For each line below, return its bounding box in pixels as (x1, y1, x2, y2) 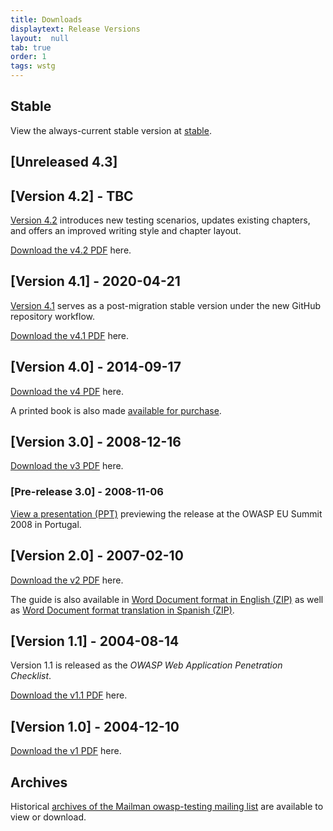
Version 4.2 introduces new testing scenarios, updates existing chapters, (10, 214, 311, 226)
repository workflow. (10, 310, 96, 322)
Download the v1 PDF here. (10, 745, 122, 757)
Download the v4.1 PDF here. (10, 329, 130, 341)
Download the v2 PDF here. (10, 574, 124, 586)
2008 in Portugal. (10, 518, 82, 530)
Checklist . (10, 670, 52, 682)
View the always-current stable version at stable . (10, 124, 212, 136)
